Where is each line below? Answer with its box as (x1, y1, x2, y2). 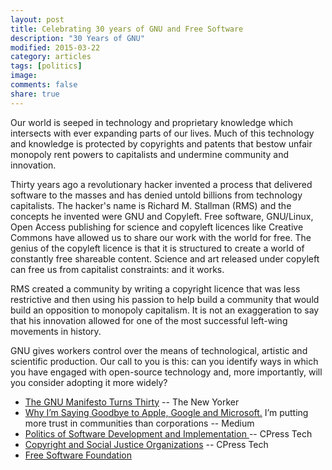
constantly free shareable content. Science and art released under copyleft (10, 252, 320, 265)
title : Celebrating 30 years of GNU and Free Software (10, 24, 244, 34)
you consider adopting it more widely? (10, 376, 168, 388)
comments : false (10, 80, 78, 90)
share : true (10, 89, 60, 99)
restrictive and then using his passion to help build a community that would (10, 293, 320, 305)
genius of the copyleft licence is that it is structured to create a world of (10, 242, 305, 254)
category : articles (10, 52, 92, 62)
